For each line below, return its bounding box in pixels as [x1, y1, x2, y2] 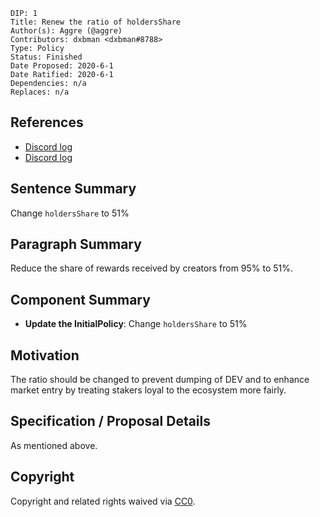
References [10, 114, 84, 131]
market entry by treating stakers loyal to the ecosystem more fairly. [10, 384, 287, 396]
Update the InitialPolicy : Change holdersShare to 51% [24, 318, 248, 330]
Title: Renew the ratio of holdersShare [10, 17, 182, 27]
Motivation [10, 347, 80, 364]
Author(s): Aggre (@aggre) [10, 26, 123, 36]
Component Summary [10, 291, 151, 308]
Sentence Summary [10, 180, 137, 198]
